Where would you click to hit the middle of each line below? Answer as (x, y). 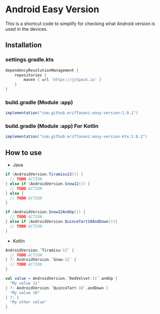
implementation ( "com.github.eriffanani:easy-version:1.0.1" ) (72, 113)
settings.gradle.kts (30, 60)
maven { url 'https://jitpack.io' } (63, 80)
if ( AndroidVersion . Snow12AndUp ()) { (45, 212)
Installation (24, 45)
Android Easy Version (52, 9)
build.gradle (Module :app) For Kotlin (52, 126)
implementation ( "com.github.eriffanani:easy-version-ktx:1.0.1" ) (76, 137)
